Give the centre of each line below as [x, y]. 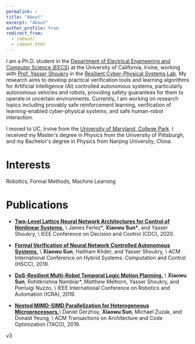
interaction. [20, 117]
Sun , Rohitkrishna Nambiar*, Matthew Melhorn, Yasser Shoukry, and [97, 281]
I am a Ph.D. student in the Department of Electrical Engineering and [88, 61]
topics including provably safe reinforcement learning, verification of [89, 105]
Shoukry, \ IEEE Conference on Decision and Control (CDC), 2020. [94, 233]
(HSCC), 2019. [32, 264]
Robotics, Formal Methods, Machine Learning [61, 181]
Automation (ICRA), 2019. [45, 294]
